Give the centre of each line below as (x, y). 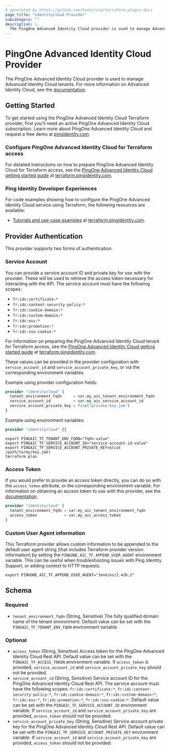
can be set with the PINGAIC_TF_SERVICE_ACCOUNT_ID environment (80, 705)
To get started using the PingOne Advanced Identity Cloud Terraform (77, 118)
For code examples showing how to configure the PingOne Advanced (78, 200)
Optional (16, 640)
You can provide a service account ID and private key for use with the (78, 273)
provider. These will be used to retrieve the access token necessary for (79, 278)
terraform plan (21, 456)
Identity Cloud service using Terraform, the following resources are (75, 205)
